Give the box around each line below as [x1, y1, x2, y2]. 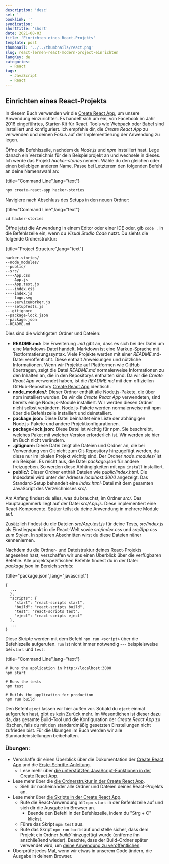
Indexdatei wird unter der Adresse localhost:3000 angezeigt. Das [12, 474, 148, 481]
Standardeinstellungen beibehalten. [5, 732, 79, 738]
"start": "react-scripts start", [14, 600, 85, 605]
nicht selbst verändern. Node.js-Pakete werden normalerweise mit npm [12, 405, 161, 411]
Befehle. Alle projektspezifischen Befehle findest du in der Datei [5, 557, 138, 563]
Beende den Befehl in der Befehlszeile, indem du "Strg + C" [27, 810, 152, 816]
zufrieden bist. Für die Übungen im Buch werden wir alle [5, 727, 123, 733]
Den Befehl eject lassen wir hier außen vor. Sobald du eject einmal [5, 705, 145, 711]
